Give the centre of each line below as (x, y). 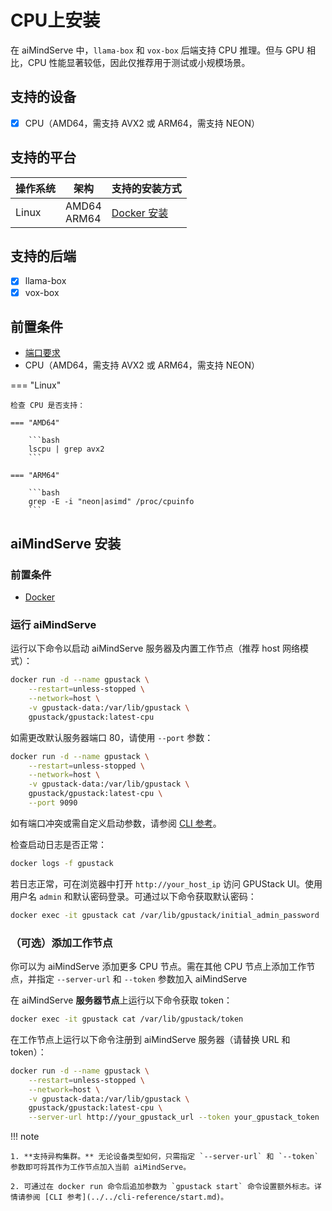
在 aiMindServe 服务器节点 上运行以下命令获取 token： (121, 1000)
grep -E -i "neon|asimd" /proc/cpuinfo (111, 502)
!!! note (25, 1137)
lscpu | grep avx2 (66, 449)
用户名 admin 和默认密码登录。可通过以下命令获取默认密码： (133, 896)
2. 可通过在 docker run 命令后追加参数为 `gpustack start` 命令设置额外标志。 (162, 1187)
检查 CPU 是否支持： (48, 406)
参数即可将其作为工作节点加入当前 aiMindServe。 (101, 1167)
